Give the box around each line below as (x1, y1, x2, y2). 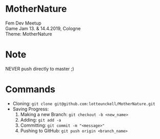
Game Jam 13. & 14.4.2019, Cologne (5, 25, 81, 31)
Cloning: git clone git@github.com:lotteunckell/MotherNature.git (12, 100, 155, 106)
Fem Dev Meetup (5, 20, 42, 26)
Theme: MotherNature (5, 31, 52, 37)
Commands (5, 84, 56, 95)
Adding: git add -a (20, 117, 61, 123)
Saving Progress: (12, 106, 49, 112)
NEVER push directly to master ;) (5, 65, 74, 72)
